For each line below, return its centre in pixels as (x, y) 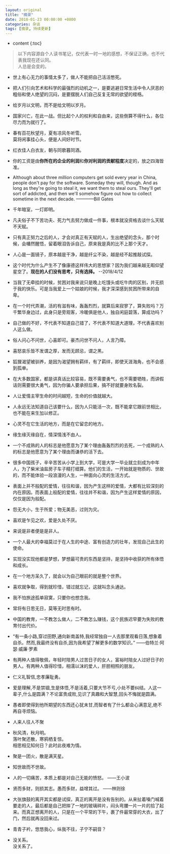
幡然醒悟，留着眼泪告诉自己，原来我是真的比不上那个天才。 (88, 244)
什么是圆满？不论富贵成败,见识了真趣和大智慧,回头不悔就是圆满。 (91, 694)
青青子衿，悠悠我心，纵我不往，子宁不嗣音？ (59, 829)
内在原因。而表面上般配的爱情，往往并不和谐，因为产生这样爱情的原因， (88, 492)
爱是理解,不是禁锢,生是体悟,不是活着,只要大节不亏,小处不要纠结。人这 (85, 688)
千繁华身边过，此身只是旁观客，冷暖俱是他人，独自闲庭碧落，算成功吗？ (88, 312)
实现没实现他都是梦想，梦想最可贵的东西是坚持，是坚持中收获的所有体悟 (88, 559)
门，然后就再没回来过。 (37, 818)
